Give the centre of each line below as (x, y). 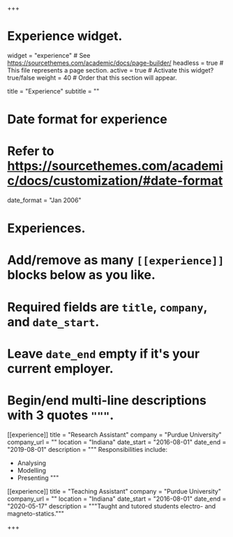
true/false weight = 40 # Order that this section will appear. (92, 77)
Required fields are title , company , (107, 307)
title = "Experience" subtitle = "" (53, 91)
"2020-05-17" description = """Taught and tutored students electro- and (112, 506)
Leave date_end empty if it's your (104, 354)
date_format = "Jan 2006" (44, 200)
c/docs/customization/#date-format (115, 181)
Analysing (32, 463)
